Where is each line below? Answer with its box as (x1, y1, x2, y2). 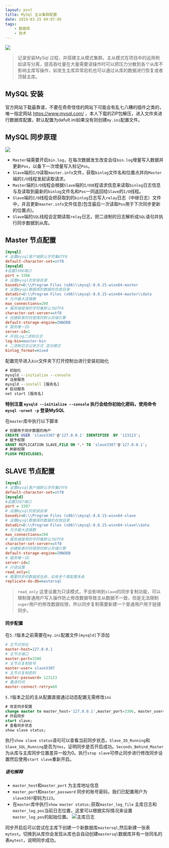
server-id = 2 (5, 560, 30, 565)
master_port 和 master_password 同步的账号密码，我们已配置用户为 (12, 789, 147, 795)
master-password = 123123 (5, 675, 57, 680)
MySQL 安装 (5, 90, 44, 98)
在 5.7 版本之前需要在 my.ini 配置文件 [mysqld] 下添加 (5, 632, 110, 638)
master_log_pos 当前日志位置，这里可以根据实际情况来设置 (12, 808, 133, 814)
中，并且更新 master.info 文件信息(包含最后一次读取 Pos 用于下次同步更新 (12, 201, 161, 207)
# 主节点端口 (5, 651, 29, 657)
